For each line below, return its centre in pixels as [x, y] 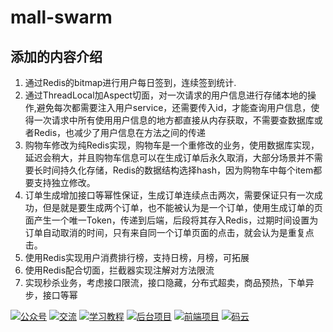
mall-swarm [61, 17]
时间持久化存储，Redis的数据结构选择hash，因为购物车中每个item [178, 170]
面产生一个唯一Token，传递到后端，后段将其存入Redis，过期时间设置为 [171, 220]
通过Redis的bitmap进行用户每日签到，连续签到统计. [130, 82]
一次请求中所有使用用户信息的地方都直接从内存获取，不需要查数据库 [174, 120]
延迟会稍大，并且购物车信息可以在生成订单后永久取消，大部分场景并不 [169, 157]
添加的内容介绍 [56, 56]
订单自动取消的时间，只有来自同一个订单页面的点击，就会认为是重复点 [169, 232]
